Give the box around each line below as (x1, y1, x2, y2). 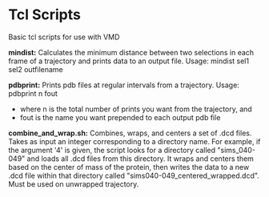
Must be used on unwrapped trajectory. (8, 179, 139, 189)
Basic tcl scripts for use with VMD (8, 32, 120, 42)
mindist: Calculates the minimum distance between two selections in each (8, 47, 255, 57)
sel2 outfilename (8, 64, 64, 74)
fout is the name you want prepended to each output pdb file (19, 112, 221, 122)
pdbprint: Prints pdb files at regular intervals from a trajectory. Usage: (8, 80, 240, 90)
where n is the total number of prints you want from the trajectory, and (19, 104, 252, 114)
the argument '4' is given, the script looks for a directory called (8, 145, 216, 155)
